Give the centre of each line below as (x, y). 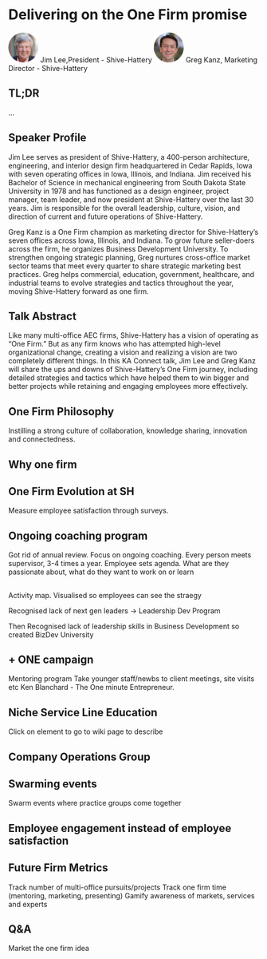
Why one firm (43, 464)
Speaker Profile (47, 138)
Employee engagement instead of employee (120, 828)
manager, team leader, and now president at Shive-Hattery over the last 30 (131, 199)
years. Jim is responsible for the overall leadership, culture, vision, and (124, 208)
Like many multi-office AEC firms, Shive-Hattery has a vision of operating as (133, 335)
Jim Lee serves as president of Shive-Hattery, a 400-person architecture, (129, 157)
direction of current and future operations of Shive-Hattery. (106, 216)
